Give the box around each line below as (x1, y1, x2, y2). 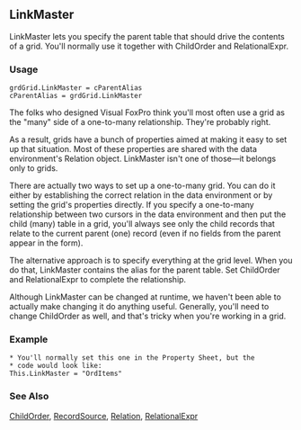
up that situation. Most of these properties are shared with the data (9, 144, 258, 155)
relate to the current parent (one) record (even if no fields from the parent (9, 228, 281, 239)
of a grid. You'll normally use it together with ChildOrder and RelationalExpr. (9, 40, 289, 51)
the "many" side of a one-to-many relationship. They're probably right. (9, 117, 271, 128)
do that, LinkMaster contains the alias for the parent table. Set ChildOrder (9, 264, 280, 275)
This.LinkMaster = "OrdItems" (9, 369, 123, 379)
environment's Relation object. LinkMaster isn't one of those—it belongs (9, 153, 277, 165)
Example (9, 333, 49, 345)
